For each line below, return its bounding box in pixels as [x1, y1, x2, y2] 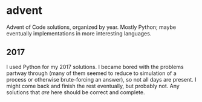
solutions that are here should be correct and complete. [6, 88, 145, 96]
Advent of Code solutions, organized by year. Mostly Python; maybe [6, 23, 177, 31]
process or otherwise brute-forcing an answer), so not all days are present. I [6, 76, 197, 83]
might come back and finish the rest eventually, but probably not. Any [6, 82, 180, 89]
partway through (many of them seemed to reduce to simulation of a [6, 70, 177, 77]
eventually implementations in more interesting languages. [6, 29, 152, 37]
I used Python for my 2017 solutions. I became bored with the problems [6, 63, 184, 70]
